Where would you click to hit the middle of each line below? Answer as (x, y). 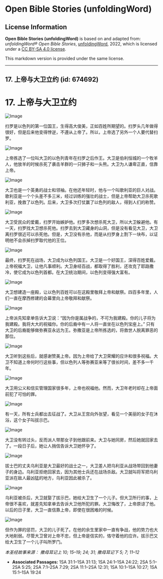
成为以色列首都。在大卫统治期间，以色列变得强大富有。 (77, 272)
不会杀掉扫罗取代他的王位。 (41, 240)
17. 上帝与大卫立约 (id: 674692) (52, 80)
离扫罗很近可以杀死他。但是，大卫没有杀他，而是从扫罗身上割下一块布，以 (79, 234)
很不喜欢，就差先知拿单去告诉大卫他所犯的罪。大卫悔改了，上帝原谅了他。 (83, 504)
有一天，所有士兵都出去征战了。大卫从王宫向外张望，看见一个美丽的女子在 (79, 414)
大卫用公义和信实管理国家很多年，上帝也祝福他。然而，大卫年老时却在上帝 (79, 388)
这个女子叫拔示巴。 (33, 420)
